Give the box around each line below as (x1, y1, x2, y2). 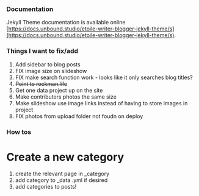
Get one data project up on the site (15, 86, 103, 94)
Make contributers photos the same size (15, 93, 117, 100)
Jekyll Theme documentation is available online (6, 19, 126, 26)
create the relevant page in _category (15, 170, 110, 178)
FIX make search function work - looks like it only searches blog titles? (15, 74, 194, 81)
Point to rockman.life (15, 80, 68, 87)
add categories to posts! (15, 183, 77, 191)
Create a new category (6, 150, 125, 164)
